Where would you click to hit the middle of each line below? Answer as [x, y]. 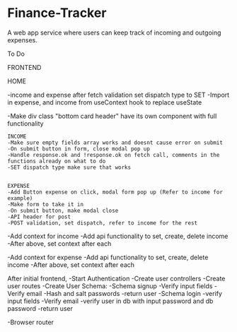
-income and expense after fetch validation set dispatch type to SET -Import [118, 95]
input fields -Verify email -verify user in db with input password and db [110, 301]
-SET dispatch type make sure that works [69, 167]
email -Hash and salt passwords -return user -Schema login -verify [124, 293]
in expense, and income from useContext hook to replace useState [105, 102]
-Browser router [31, 322]
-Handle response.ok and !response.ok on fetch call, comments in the [114, 155]
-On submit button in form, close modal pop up [79, 149]
